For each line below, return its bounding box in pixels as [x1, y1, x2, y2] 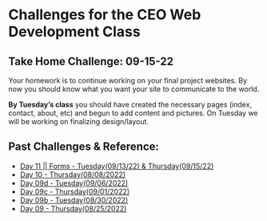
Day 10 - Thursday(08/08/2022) [19, 170, 126, 179]
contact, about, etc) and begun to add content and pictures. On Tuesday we [8, 108, 258, 118]
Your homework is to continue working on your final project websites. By [8, 76, 248, 85]
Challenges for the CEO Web [8, 6, 201, 24]
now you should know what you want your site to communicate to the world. [8, 84, 260, 94]
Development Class [8, 22, 141, 41]
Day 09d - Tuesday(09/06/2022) [19, 178, 129, 187]
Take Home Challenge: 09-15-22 [8, 54, 174, 68]
